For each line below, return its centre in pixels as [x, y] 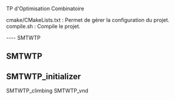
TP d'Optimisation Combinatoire [45, 9]
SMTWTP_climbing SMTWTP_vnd [47, 91]
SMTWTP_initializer [44, 76]
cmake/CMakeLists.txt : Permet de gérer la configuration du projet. [88, 20]
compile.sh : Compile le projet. [43, 26]
